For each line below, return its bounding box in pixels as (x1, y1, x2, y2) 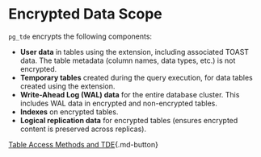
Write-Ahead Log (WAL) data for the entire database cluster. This (19, 89, 240, 99)
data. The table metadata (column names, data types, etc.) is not (19, 56, 236, 65)
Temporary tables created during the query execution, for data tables (19, 72, 253, 82)
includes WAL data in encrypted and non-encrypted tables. (19, 98, 218, 108)
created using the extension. (19, 81, 116, 91)
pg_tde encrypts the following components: (8, 31, 152, 41)
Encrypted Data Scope (8, 5, 163, 23)
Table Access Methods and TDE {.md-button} (8, 139, 159, 149)
